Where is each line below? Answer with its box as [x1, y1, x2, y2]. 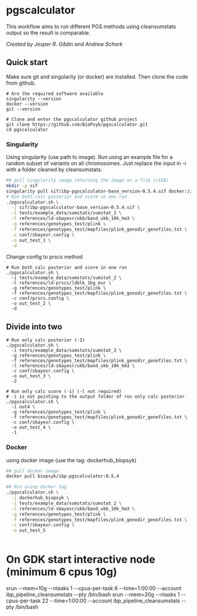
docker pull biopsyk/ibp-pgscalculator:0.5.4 [6, 473, 119, 479]
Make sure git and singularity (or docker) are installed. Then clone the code [6, 73, 188, 80]
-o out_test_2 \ [11, 300, 51, 307]
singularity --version [6, 96, 62, 101]
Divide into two [6, 321, 63, 331]
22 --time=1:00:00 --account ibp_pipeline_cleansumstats [42, 597, 181, 604]
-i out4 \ [11, 404, 35, 410]
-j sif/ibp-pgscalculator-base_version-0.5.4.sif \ [11, 205, 141, 211]
